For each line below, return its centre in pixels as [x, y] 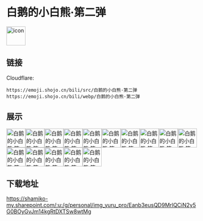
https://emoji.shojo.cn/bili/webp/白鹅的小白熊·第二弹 [73, 97]
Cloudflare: [20, 78]
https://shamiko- [27, 199]
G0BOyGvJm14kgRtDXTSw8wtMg [49, 212]
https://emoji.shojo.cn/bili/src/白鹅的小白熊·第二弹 [72, 90]
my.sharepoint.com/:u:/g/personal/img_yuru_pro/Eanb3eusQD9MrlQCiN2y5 [101, 205]
